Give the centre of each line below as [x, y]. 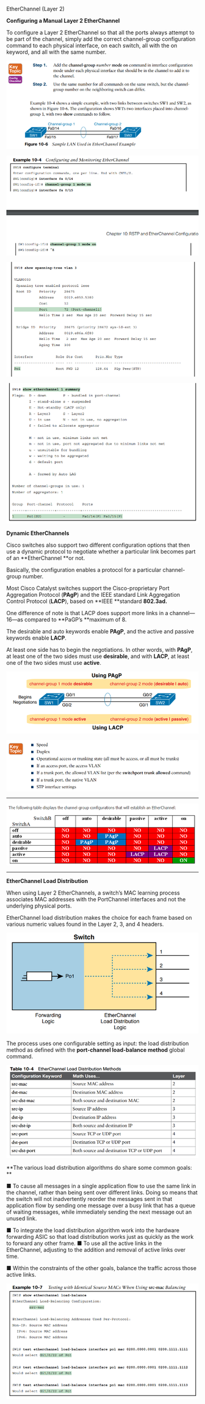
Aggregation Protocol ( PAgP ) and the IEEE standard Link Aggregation [93, 594]
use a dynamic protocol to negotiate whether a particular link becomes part [101, 551]
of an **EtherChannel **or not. [46, 558]
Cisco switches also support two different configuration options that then [98, 545]
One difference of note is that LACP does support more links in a [88, 613]
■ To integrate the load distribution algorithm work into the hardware [93, 1230]
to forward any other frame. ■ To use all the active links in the [84, 1243]
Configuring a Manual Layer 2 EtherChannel [63, 20]
